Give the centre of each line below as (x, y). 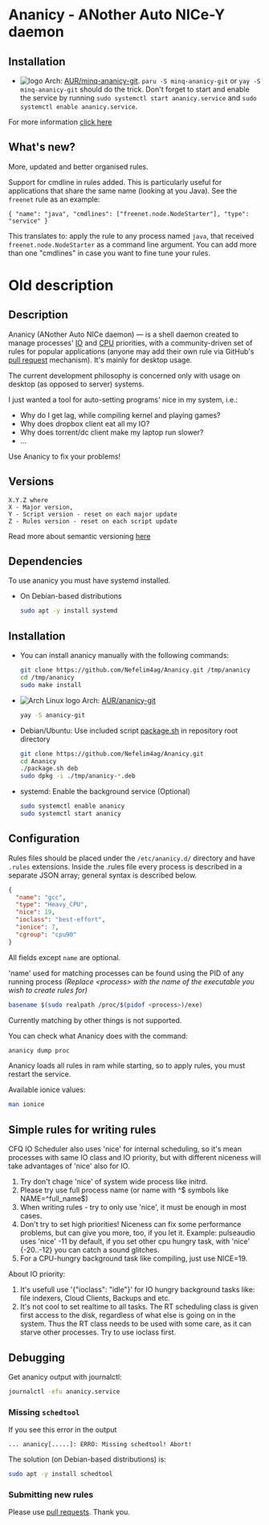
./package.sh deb (49, 769)
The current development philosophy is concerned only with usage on (124, 375)
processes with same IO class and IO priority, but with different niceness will (134, 1158)
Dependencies (45, 561)
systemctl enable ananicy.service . (79, 106)
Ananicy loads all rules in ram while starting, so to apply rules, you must (127, 1065)
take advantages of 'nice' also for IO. (69, 1166)
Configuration (44, 838)
